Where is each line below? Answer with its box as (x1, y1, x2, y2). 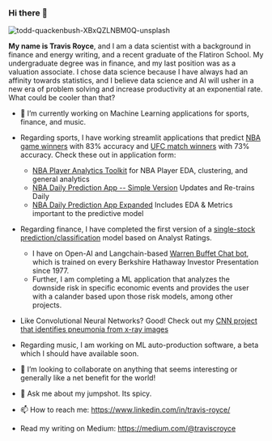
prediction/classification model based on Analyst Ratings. (19, 233, 212, 243)
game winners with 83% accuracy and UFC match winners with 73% (19, 142, 250, 151)
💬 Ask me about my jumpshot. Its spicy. (19, 388, 152, 399)
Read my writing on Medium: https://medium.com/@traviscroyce (19, 424, 236, 434)
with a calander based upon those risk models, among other (32, 291, 233, 302)
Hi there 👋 (8, 7, 49, 19)
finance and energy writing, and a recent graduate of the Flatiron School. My (8, 50, 264, 60)
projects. (32, 300, 62, 310)
